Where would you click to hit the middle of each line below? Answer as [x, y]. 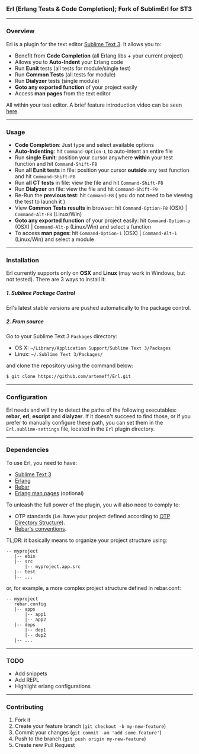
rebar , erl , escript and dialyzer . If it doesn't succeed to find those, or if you [99, 416]
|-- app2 [35, 620]
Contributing [25, 707]
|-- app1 [35, 614]
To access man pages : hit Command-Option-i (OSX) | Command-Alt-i [96, 233]
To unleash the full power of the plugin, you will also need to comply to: [93, 505]
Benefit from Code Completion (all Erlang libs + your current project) [99, 56]
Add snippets [31, 673]
